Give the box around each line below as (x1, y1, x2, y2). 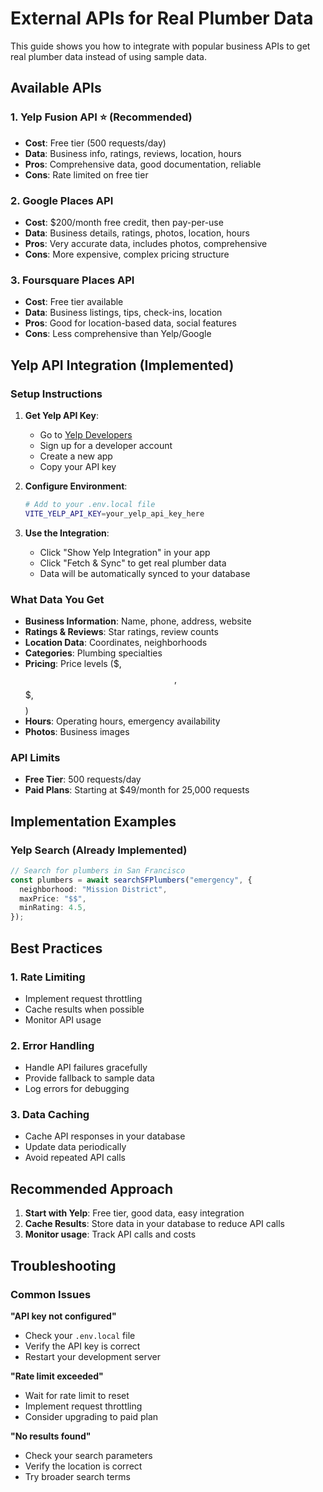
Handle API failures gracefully (24, 1062, 148, 1074)
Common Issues (10, 1287, 92, 1301)
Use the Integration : (24, 527, 110, 539)
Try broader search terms (24, 1470, 131, 1482)
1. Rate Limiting (10, 970, 86, 984)
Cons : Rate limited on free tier (24, 168, 149, 181)
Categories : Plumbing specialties (24, 647, 163, 659)
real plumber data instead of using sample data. (10, 50, 207, 62)
